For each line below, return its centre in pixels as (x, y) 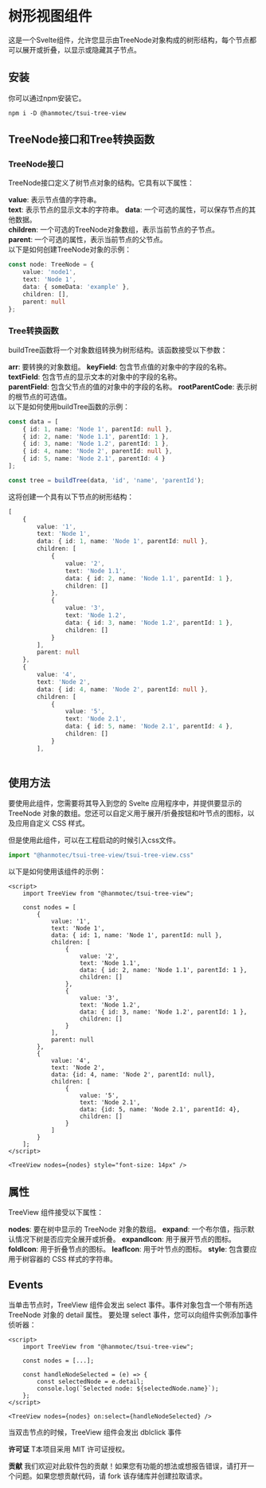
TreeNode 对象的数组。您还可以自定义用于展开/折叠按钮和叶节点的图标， (128, 814)
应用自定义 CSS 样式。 (52, 823)
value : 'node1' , (50, 272)
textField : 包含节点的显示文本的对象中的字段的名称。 (95, 377)
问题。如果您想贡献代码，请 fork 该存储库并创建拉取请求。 (111, 1476)
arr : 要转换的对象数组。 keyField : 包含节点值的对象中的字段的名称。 (119, 366)
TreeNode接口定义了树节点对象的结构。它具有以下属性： (102, 183)
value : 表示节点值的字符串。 (55, 200)
